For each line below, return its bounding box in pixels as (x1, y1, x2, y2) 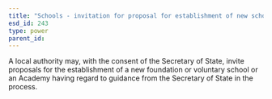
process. (8, 82, 38, 92)
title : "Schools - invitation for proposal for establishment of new (8, 11, 249, 20)
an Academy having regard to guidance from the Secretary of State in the (8, 73, 253, 83)
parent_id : (8, 34, 45, 43)
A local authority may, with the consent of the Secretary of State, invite (8, 56, 244, 66)
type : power (8, 27, 49, 35)
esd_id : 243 (8, 19, 49, 27)
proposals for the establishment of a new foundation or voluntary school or (8, 65, 258, 75)
